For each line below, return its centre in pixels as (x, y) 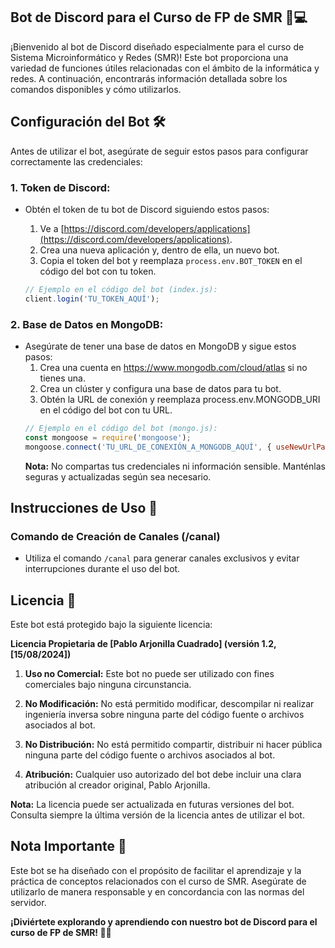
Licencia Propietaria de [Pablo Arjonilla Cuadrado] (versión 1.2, (143, 644)
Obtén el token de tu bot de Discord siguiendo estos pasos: (147, 209)
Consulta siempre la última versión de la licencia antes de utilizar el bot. (157, 815)
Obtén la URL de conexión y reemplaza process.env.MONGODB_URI (180, 399)
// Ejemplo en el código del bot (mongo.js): (121, 428)
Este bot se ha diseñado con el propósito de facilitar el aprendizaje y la (156, 870)
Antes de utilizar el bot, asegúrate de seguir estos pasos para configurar (159, 151)
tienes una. (62, 378)
